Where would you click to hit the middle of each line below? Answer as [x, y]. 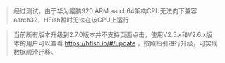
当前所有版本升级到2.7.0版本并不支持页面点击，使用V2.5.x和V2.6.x [110, 35]
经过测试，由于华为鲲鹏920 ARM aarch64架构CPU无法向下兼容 [105, 11]
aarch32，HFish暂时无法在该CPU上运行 [71, 20]
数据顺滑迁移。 [35, 52]
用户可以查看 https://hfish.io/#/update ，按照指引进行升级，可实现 [122, 43]
